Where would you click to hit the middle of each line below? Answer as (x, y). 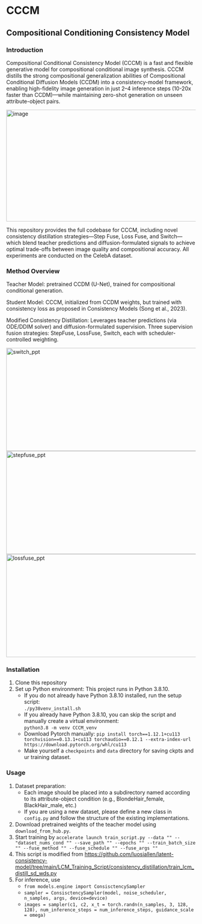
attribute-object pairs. (33, 101)
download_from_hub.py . (43, 831)
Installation (23, 670)
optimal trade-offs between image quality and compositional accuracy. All (98, 249)
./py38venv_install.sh (52, 709)
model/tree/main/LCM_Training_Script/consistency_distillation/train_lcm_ (104, 867)
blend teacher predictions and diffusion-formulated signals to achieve (109, 243)
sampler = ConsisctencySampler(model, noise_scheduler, (95, 893)
